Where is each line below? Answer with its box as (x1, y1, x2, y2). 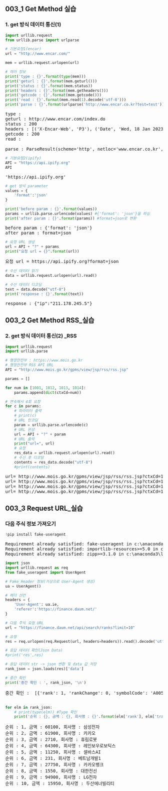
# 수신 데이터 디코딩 (5, 282, 42, 287)
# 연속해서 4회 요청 (5, 399, 41, 404)
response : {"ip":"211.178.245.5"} (5, 300, 92, 306)
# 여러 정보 (5, 69, 26, 74)
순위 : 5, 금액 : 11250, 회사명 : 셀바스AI (5, 749, 101, 755)
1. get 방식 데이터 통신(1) (5, 21, 61, 28)
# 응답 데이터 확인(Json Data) (5, 648, 63, 653)
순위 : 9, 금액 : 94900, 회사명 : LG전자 (5, 774, 97, 780)
